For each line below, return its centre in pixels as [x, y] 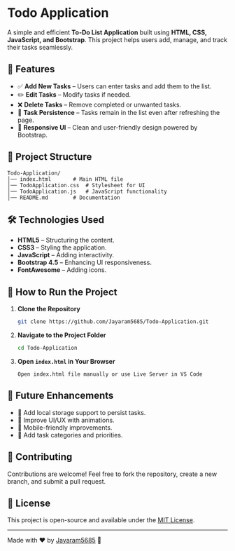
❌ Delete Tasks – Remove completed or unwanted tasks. [99, 104]
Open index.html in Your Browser [66, 361]
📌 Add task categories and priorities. [70, 435]
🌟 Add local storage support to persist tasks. [81, 412]
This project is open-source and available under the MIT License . [101, 520]
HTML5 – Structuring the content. [66, 240]
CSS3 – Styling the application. [62, 247]
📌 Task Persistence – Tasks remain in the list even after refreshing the [119, 112]
